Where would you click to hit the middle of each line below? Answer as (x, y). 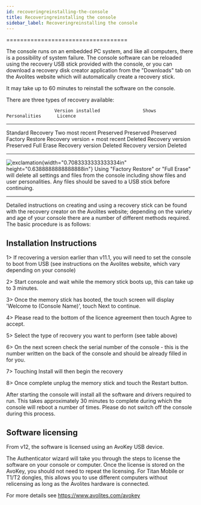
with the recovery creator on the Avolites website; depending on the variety (99, 212)
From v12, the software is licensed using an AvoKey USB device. (85, 447)
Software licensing (42, 432)
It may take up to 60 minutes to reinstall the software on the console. (91, 88)
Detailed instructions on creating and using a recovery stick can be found (97, 205)
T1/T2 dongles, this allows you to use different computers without (87, 478)
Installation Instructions (52, 243)
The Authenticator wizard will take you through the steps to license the (93, 458)
